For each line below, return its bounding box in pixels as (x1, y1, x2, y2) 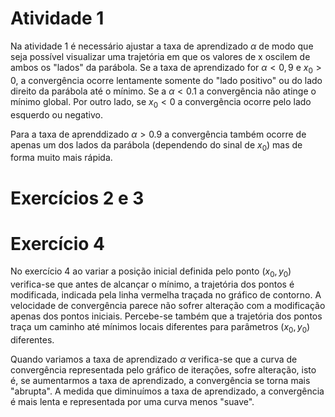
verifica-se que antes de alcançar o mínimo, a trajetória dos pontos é (10, 278, 295, 291)
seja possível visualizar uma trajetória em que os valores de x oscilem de (10, 50, 311, 62)
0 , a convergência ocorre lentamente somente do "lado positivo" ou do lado (10, 74, 323, 86)
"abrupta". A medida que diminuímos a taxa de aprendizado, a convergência (10, 385, 325, 397)
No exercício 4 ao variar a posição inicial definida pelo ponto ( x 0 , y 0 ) (10, 265, 292, 280)
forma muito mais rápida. (10, 152, 113, 164)
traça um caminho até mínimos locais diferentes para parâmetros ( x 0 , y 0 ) (10, 321, 311, 336)
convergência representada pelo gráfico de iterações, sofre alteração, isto (10, 364, 317, 376)
